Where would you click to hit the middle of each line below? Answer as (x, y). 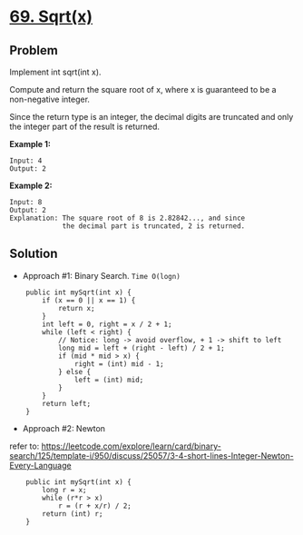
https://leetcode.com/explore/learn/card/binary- (132, 446)
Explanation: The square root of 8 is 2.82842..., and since (127, 218)
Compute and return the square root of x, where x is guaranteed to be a (143, 89)
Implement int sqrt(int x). (55, 72)
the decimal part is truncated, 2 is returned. (154, 226)
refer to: (24, 446)
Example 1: (30, 144)
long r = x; (65, 490)
